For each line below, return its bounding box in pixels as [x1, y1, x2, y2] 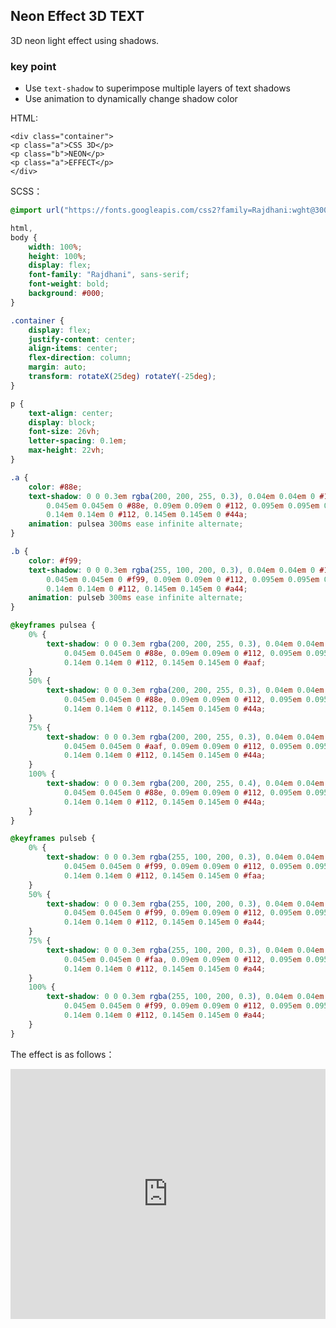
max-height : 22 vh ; [28, 445, 105, 456]
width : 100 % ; [28, 242, 83, 252]
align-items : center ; [28, 344, 118, 354]
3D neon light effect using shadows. [10, 34, 160, 46]
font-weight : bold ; [28, 279, 110, 289]
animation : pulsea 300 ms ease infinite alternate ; [28, 519, 244, 529]
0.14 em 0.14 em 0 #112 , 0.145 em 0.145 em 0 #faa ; [63, 870, 267, 881]
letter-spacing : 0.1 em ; [28, 436, 128, 446]
